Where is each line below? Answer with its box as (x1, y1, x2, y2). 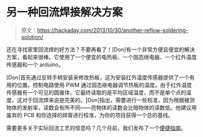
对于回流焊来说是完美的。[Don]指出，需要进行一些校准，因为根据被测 (22, 96, 195, 103)
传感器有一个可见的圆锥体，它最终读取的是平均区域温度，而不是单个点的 (6, 89, 186, 96)
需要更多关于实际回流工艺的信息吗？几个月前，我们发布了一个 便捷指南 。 (6, 124, 186, 132)
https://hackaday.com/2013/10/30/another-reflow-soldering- (37, 27, 188, 34)
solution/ (21, 33, 43, 40)
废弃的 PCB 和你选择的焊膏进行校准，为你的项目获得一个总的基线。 (6, 111, 174, 118)
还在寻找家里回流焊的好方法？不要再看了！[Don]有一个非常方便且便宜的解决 (6, 46, 195, 53)
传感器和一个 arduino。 (6, 61, 64, 68)
